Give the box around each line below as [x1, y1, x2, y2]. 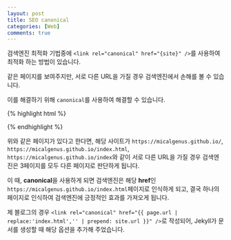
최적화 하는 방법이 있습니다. [7, 58, 81, 66]
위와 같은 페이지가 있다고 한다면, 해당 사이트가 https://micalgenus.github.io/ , [7, 137, 223, 146]
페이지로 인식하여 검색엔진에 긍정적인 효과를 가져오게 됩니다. [7, 194, 170, 202]
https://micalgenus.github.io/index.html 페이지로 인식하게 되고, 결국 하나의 [7, 185, 220, 193]
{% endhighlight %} [7, 123, 63, 131]
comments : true [7, 29, 51, 37]
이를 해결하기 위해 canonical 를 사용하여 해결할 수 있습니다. [7, 96, 165, 104]
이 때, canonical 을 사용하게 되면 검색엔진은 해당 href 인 [7, 177, 157, 185]
